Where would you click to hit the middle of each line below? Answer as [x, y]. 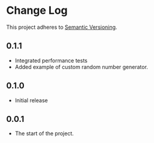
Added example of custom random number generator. [81, 67]
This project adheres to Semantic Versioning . [62, 27]
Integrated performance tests [51, 60]
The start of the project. [44, 133]
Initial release [31, 100]
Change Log [37, 11]
